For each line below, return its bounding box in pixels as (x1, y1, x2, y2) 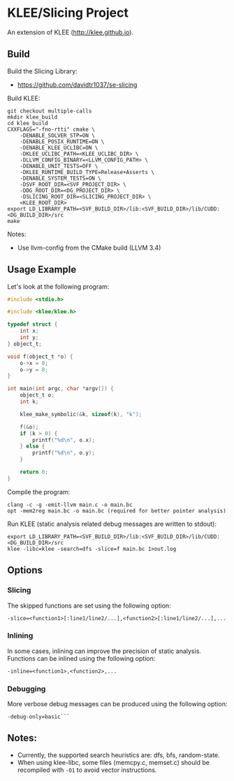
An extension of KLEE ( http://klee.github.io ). (7, 28, 134, 36)
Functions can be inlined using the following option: (7, 654, 156, 662)
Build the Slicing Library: (7, 66, 78, 75)
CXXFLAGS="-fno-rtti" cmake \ (7, 126, 96, 133)
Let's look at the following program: (7, 282, 110, 291)
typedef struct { (7, 321, 58, 328)
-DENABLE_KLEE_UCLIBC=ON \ (20, 144, 98, 151)
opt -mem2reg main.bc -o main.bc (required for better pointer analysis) (7, 507, 227, 515)
